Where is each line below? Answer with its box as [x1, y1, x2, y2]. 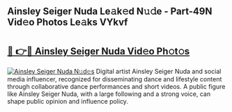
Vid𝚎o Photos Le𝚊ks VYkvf [7, 17, 128, 29]
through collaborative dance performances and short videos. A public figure [7, 83, 226, 90]
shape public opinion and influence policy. [7, 97, 129, 105]
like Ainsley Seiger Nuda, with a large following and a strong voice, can [7, 90, 211, 98]
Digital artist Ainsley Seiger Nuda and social [95, 67, 222, 75]
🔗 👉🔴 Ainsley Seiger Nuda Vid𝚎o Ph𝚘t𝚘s [7, 45, 190, 57]
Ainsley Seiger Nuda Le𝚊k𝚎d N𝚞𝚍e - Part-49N [7, 6, 212, 17]
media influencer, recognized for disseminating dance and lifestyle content [7, 75, 222, 83]
